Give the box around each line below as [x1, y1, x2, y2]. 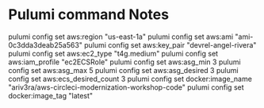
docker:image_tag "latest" [8, 91, 94, 100]
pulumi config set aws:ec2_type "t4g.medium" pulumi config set [8, 48, 219, 58]
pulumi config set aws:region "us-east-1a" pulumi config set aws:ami [8, 32, 234, 41]
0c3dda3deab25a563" [8, 40, 83, 49]
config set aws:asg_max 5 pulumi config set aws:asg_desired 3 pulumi [8, 65, 239, 75]
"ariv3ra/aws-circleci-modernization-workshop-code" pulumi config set [8, 82, 244, 92]
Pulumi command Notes [8, 6, 169, 24]
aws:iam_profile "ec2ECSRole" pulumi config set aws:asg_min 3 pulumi [8, 57, 241, 67]
